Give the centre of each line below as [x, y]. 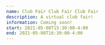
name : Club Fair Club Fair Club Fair [52, 11]
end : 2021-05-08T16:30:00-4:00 [45, 33]
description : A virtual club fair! [50, 17]
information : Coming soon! [39, 22]
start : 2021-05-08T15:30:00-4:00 [47, 28]
